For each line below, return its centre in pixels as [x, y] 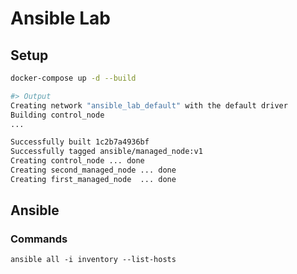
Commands [39, 239]
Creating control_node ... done [77, 161]
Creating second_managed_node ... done [93, 170]
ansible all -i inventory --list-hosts [93, 260]
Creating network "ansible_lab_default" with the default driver [149, 105]
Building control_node [57, 115]
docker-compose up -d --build [73, 78]
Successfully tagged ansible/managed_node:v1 [106, 152]
